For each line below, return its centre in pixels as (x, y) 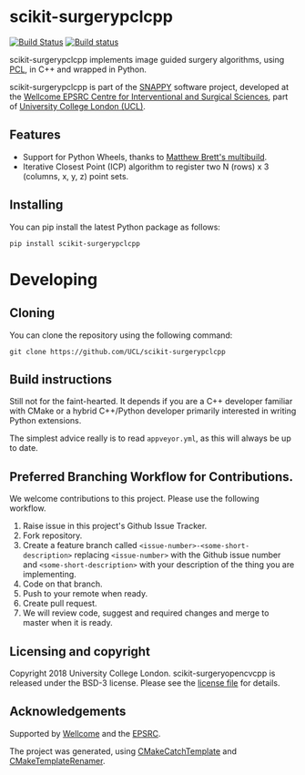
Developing (54, 279)
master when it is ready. (67, 623)
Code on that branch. (62, 584)
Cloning (32, 313)
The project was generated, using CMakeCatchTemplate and (123, 751)
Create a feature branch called (80, 546)
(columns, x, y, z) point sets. (76, 176)
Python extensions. (46, 421)
